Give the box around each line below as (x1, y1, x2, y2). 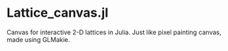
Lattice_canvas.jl (6, 5, 109, 21)
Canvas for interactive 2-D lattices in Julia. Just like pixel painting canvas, (6, 28, 222, 36)
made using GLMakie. (6, 35, 70, 43)
